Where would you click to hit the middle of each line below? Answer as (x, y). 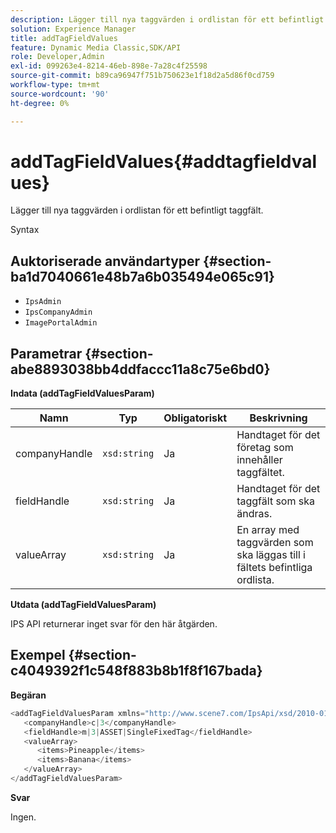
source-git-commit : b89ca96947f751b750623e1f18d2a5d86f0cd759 (142, 76)
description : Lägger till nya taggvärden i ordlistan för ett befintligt (167, 19)
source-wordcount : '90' (60, 94)
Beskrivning (278, 418)
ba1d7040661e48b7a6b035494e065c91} (142, 276)
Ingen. (23, 817)
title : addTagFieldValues (64, 38)
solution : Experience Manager (73, 29)
